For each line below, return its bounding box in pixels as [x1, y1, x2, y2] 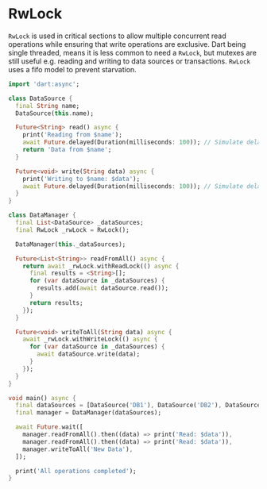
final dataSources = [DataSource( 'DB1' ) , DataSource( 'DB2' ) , [15, 402, 222, 410]
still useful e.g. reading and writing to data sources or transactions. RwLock [8, 56, 251, 66]
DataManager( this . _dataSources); [15, 240, 126, 248]
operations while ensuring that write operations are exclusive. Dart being [8, 39, 246, 48]
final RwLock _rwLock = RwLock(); [15, 225, 130, 234]
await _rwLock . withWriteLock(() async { [22, 335, 158, 344]
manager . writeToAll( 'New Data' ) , [22, 445, 133, 453]
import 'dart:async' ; [8, 80, 80, 88]
